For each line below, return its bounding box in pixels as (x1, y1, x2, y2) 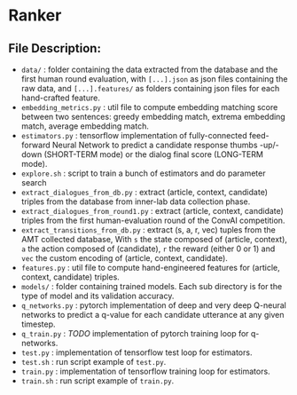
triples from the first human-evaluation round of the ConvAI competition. (20, 215, 285, 225)
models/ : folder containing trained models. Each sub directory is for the (20, 281, 283, 291)
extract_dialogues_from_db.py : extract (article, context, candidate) (20, 187, 268, 197)
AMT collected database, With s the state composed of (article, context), (20, 234, 287, 244)
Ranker (8, 5, 62, 26)
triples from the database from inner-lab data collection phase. (20, 196, 251, 207)
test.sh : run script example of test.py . (20, 357, 167, 367)
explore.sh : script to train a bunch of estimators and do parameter (20, 168, 266, 178)
